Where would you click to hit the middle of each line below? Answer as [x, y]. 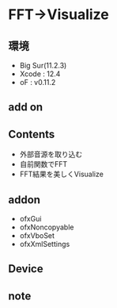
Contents [32, 134]
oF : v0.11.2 [38, 82]
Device [26, 269]
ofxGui [30, 219]
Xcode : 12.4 [40, 74]
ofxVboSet [37, 236]
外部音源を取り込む [51, 154]
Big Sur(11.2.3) [43, 65]
